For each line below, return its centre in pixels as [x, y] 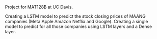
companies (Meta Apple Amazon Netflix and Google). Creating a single [77, 21]
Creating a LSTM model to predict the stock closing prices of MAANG [75, 16]
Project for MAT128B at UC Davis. [39, 7]
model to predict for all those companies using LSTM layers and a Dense [78, 26]
